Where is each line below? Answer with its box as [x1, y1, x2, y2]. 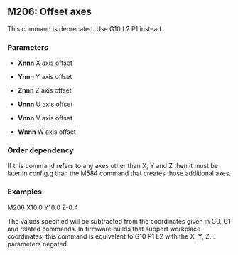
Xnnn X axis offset [17, 58, 72, 67]
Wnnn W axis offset [17, 127, 76, 136]
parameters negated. [7, 239, 69, 248]
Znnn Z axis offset [17, 86, 72, 95]
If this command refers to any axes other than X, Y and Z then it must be [7, 162, 219, 170]
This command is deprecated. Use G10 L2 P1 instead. [7, 24, 163, 33]
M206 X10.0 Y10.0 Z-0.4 [7, 203, 79, 212]
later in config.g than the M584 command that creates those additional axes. [7, 169, 232, 177]
